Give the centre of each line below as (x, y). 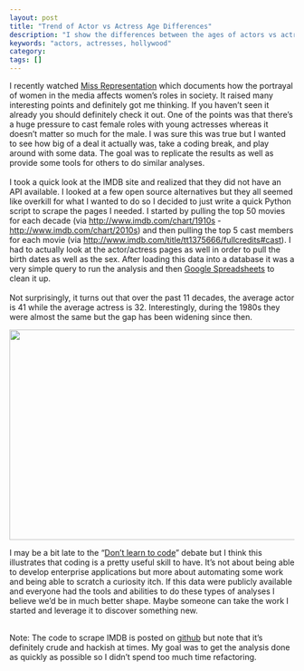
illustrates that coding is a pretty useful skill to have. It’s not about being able (152, 562)
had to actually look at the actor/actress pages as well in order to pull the (145, 249)
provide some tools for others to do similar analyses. (107, 163)
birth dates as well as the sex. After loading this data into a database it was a (152, 259)
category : (28, 52)
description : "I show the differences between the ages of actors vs (143, 34)
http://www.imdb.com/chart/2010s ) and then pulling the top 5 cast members (152, 230)
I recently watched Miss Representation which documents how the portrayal (152, 86)
